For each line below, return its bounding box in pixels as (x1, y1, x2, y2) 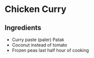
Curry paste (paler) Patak (11, 36, 64, 42)
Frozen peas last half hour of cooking (11, 47, 89, 53)
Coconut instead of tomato (11, 42, 67, 48)
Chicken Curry (4, 3, 67, 15)
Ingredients (4, 23, 41, 32)
